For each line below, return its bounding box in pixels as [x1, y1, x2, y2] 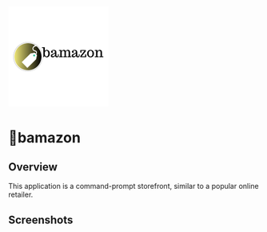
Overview [8, 160, 58, 174]
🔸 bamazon [8, 128, 82, 146]
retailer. [8, 190, 34, 199]
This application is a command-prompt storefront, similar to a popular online [8, 182, 259, 191]
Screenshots [8, 213, 74, 226]
